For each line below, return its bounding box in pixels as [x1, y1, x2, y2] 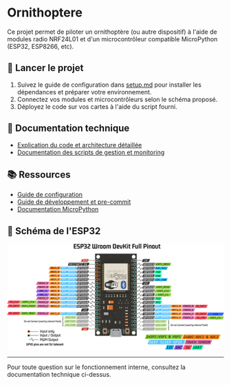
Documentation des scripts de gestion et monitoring [16, 148, 165, 156]
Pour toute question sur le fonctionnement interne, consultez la [7, 363, 186, 371]
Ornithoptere [7, 5, 82, 21]
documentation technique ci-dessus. [7, 370, 111, 378]
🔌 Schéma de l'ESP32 [7, 225, 101, 237]
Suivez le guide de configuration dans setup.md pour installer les [16, 81, 201, 89]
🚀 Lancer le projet [7, 62, 84, 74]
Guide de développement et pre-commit [16, 198, 131, 206]
